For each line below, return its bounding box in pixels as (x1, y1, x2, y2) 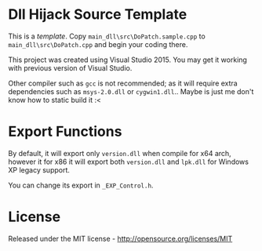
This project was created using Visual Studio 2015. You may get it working (8, 55, 247, 64)
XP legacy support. (8, 165, 71, 174)
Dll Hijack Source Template (8, 5, 187, 24)
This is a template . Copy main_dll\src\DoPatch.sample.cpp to (8, 31, 206, 41)
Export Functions (8, 123, 122, 140)
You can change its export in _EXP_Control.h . (8, 180, 154, 190)
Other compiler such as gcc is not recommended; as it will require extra (8, 78, 238, 88)
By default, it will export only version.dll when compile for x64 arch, (8, 148, 231, 158)
